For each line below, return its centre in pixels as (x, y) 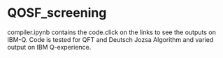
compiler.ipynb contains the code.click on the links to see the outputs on (112, 32)
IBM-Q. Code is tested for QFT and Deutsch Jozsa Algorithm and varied (110, 39)
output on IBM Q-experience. (49, 47)
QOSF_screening (57, 13)
